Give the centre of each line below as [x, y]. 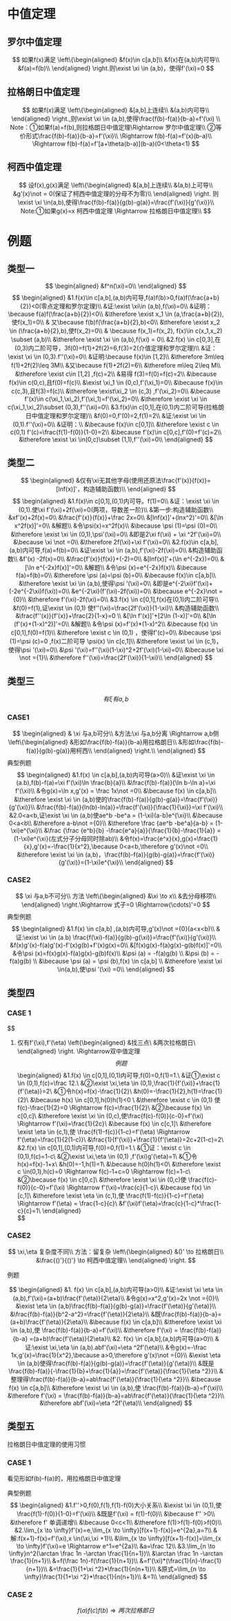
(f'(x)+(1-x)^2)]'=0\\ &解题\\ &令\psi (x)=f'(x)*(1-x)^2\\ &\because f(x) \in [116, 624]
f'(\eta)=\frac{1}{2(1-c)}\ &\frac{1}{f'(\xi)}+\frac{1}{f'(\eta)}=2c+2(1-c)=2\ [120, 1140]
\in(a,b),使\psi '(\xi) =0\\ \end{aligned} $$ [116, 969]
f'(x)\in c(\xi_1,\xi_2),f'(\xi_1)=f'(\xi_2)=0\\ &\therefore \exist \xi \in [116, 399]
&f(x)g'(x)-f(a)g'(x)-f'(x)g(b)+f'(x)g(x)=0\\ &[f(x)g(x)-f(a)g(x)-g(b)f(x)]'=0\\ [116, 945]
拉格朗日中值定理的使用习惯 [47, 1444]
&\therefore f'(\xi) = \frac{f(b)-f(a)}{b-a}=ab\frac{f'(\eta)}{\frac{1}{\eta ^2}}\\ [116, 1395]
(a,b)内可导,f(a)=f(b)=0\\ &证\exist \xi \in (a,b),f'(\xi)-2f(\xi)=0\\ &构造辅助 [113, 550]
